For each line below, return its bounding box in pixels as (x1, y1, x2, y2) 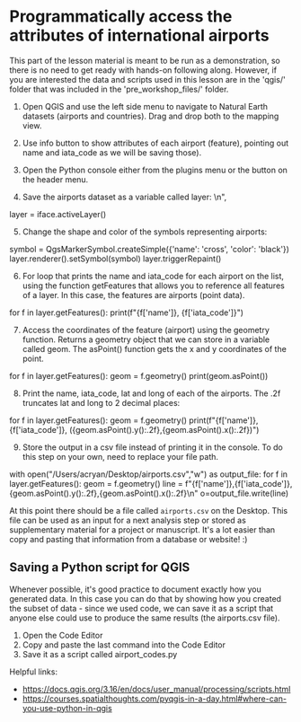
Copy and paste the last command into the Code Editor (22, 639, 226, 650)
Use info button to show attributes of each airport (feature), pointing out (22, 137, 289, 148)
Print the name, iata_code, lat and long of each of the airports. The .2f (22, 388, 281, 399)
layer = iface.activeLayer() (9, 208, 107, 219)
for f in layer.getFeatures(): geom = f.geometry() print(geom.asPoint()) (9, 370, 269, 381)
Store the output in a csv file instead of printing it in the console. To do (22, 442, 283, 453)
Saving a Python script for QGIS (9, 559, 190, 576)
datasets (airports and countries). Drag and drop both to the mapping (22, 110, 279, 121)
